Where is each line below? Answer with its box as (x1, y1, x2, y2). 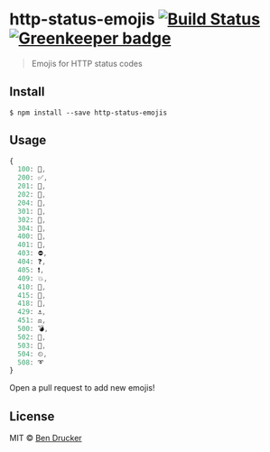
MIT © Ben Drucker (9, 433, 83, 444)
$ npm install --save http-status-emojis (9, 108, 168, 117)
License (9, 409, 55, 424)
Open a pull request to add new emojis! (9, 383, 155, 393)
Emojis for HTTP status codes (31, 58, 143, 69)
